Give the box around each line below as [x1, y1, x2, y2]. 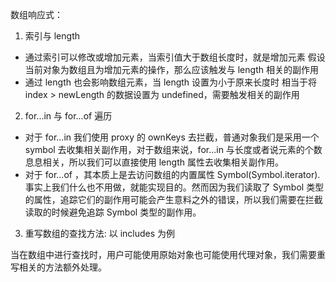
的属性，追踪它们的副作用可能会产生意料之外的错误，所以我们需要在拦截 [24, 194, 323, 205]
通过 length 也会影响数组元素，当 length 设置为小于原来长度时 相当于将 [24, 76, 318, 88]
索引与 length [24, 30, 81, 42]
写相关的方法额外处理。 [10, 261, 107, 273]
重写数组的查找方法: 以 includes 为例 [24, 228, 176, 239]
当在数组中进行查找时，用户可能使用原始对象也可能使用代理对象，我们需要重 [10, 249, 326, 260]
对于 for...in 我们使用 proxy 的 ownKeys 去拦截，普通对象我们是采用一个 [24, 131, 320, 143]
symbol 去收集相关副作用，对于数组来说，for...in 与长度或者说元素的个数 [24, 144, 323, 155]
